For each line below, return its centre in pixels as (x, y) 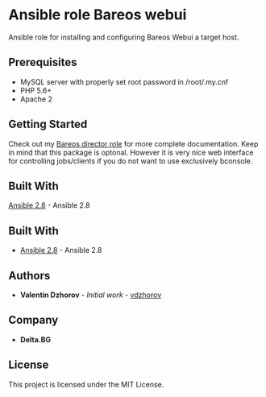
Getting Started (48, 124)
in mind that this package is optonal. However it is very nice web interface (131, 152)
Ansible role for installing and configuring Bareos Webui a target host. (124, 37)
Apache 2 (36, 99)
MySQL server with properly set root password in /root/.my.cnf (124, 81)
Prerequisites (43, 62)
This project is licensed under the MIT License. (86, 384)
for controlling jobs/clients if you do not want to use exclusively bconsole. (131, 161)
